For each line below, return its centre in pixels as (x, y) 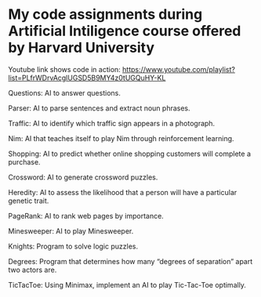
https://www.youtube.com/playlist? (179, 69)
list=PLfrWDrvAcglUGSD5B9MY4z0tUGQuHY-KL (87, 78)
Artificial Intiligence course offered (125, 31)
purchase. (24, 161)
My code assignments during (105, 14)
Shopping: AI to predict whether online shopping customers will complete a (130, 154)
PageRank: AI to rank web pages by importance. (86, 216)
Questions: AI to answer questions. (65, 92)
